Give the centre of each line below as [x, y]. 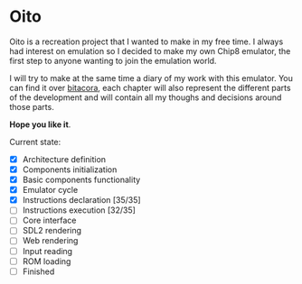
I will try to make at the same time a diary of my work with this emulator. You [151, 78]
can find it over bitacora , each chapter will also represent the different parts [150, 87]
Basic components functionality [81, 180]
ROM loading [47, 261]
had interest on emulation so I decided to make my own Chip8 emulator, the [150, 50]
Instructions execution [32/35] [79, 210]
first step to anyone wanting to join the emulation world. [113, 60]
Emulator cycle [50, 190]
